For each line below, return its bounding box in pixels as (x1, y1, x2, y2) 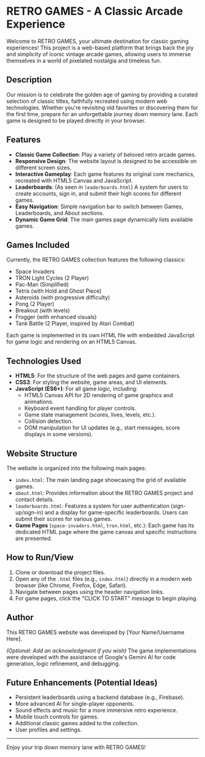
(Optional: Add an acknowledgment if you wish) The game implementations (6, 646, 197, 654)
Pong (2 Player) (15, 301, 55, 308)
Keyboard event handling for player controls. (24, 404, 137, 412)
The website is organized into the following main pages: (6, 464, 146, 472)
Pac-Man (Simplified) (15, 281, 69, 288)
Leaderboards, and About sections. (15, 209, 104, 216)
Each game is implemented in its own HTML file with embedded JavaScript (6, 332, 195, 339)
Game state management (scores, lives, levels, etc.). (24, 411, 156, 419)
